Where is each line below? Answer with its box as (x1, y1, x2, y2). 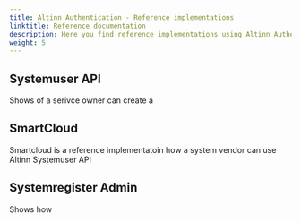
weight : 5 (9, 38, 47, 47)
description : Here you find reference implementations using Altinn (9, 30, 271, 38)
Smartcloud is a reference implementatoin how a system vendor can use (9, 144, 277, 155)
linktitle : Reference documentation (9, 21, 146, 30)
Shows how (9, 203, 53, 215)
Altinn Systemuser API (9, 154, 92, 165)
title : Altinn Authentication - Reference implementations (9, 13, 235, 22)
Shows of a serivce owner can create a (9, 95, 154, 106)
